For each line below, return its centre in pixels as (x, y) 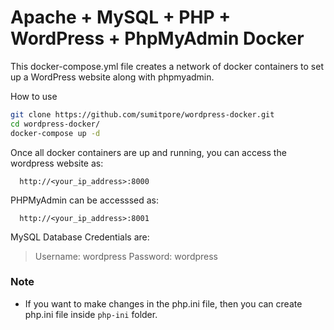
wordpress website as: (57, 163)
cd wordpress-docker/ (55, 124)
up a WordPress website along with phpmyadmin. (112, 77)
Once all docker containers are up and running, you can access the (148, 152)
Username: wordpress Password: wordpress (126, 256)
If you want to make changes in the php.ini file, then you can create (163, 303)
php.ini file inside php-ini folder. (91, 314)
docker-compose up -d (55, 133)
